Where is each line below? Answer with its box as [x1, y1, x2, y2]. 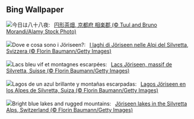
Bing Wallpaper [6, 5, 64, 15]
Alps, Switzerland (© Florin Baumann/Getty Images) [6, 106, 133, 113]
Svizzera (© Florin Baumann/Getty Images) [6, 47, 112, 54]
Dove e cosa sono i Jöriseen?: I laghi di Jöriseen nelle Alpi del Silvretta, [12, 41, 189, 48]
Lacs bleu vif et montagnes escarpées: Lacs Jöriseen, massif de [12, 60, 172, 67]
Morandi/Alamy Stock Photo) [6, 28, 77, 35]
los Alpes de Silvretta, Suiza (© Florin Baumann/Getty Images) [6, 86, 158, 94]
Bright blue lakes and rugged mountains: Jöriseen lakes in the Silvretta [12, 100, 187, 107]
